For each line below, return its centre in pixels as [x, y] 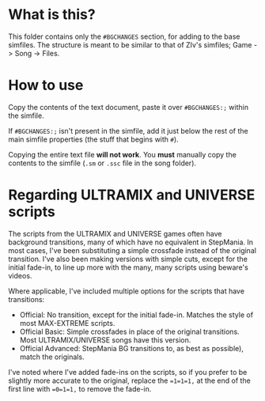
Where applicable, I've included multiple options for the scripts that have [127, 291]
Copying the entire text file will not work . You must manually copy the [123, 154]
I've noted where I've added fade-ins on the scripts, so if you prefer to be [128, 372]
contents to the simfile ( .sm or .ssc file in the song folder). [102, 163]
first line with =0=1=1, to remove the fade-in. [80, 388]
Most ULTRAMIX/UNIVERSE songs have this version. [105, 340]
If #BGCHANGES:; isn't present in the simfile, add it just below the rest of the [128, 131]
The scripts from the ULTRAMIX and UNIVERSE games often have [115, 233]
